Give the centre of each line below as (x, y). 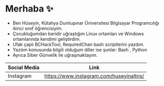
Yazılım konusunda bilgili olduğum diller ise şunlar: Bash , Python (80, 50)
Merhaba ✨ (30, 9)
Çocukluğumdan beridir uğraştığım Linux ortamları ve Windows (78, 34)
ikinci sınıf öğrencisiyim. (38, 28)
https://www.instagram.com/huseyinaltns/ (95, 76)
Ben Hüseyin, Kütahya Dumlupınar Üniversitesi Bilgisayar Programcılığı (86, 23)
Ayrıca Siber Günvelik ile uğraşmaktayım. (55, 55)
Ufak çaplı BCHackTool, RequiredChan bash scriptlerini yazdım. (78, 44)
